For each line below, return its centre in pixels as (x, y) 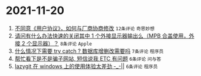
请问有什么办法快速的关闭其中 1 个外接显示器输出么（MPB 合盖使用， (102, 36)
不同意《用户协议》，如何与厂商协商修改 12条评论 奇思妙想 (85, 28)
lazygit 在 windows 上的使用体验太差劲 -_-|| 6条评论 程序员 (86, 66)
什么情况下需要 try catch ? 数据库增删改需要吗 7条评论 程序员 (89, 51)
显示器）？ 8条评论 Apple (62, 43)
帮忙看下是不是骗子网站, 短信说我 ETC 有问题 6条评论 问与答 (88, 58)
